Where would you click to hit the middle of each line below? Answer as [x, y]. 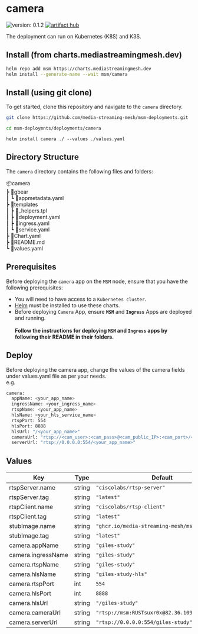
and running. [30, 318]
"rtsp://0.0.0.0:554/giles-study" [144, 622]
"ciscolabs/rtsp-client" [131, 507]
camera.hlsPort [30, 594]
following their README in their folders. [64, 337]
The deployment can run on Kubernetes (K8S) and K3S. [74, 36]
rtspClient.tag [28, 517]
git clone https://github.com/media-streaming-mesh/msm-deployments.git [97, 118]
